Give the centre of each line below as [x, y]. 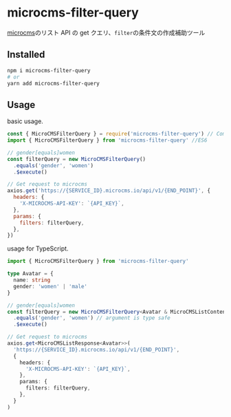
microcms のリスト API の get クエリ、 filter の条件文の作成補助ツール [106, 32]
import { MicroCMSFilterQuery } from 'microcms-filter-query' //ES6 [107, 140]
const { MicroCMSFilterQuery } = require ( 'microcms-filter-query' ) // [110, 134]
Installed [26, 55]
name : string [32, 280]
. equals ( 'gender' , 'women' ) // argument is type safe [92, 318]
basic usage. [25, 121]
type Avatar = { [30, 274]
